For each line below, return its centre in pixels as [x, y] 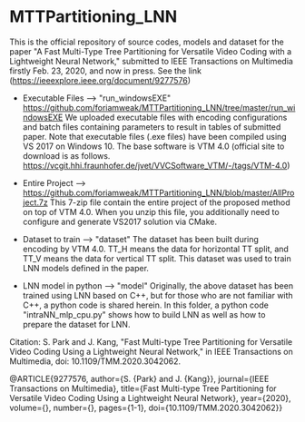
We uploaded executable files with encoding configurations [176, 117]
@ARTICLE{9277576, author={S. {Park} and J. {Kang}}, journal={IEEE [139, 378]
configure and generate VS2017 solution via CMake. [120, 221]
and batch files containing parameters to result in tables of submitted [152, 127]
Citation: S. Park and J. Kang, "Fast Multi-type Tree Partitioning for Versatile [151, 341]
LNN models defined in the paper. [86, 268]
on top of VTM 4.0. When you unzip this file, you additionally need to [151, 211]
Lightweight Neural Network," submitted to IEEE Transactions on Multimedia [151, 61]
